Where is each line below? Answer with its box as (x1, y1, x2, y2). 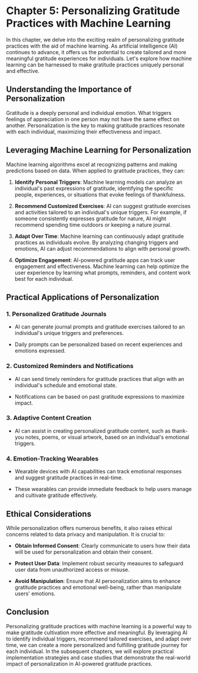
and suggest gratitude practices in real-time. (14, 474, 123, 481)
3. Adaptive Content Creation (6, 414, 91, 422)
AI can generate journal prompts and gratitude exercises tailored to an (14, 323, 185, 330)
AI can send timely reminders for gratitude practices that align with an (14, 375, 184, 382)
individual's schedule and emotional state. (14, 382, 117, 389)
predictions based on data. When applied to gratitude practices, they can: (6, 167, 185, 174)
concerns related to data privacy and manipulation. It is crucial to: (6, 531, 166, 538)
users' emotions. (14, 590, 56, 597)
